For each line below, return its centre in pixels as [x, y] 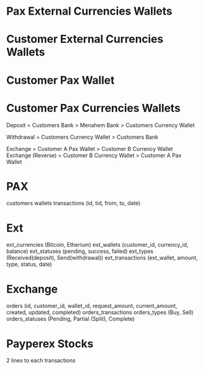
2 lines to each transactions [41, 360]
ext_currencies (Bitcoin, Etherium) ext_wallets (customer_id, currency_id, [97, 245]
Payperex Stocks [50, 344]
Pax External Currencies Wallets [89, 11]
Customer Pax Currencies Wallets [93, 108]
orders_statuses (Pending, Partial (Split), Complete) [71, 319]
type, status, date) [29, 265]
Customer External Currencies [85, 39]
